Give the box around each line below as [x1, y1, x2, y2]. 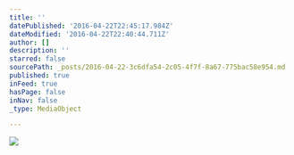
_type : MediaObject [9, 104, 82, 113]
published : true [9, 71, 70, 80]
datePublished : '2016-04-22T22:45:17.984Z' [9, 21, 174, 30]
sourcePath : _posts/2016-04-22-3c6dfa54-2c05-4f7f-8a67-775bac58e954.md [9, 63, 286, 72]
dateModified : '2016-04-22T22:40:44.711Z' [9, 29, 170, 38]
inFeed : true [9, 79, 58, 88]
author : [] [9, 37, 50, 47]
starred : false [9, 54, 66, 63]
